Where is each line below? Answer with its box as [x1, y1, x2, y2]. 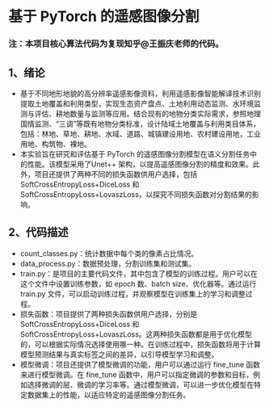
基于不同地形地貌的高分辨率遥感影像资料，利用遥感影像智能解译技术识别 [19, 88, 261, 98]
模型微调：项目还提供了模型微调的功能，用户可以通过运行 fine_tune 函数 [19, 359, 261, 369]
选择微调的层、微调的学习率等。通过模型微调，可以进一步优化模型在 [27, 380, 254, 389]
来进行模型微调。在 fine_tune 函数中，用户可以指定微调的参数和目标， [19, 369, 254, 380]
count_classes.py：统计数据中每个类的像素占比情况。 [19, 248, 199, 258]
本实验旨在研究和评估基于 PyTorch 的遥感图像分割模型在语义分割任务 [19, 149, 250, 158]
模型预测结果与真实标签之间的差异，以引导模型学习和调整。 [19, 349, 219, 359]
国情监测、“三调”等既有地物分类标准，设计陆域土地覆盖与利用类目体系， [19, 119, 261, 128]
